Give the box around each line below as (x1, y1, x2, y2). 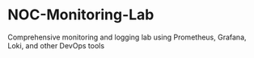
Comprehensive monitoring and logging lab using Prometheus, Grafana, (7, 32, 248, 42)
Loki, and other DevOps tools (7, 40, 105, 50)
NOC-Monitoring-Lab (7, 6, 155, 24)
